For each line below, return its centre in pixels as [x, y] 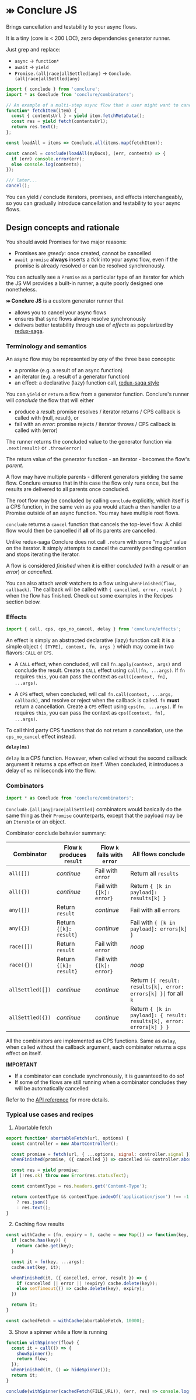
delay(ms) [18, 747]
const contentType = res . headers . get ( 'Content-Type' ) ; [79, 1186]
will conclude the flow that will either [50, 400]
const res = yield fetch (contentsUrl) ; [60, 121]
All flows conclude [159, 854]
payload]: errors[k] [159, 929]
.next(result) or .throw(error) [44, 448]
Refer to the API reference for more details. [58, 1099]
